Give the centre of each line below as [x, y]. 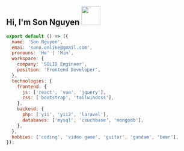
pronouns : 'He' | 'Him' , [43, 53]
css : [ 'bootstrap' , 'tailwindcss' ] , [68, 98]
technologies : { [32, 81]
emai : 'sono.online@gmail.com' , [52, 48]
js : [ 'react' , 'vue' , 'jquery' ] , [64, 92]
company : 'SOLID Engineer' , [52, 64]
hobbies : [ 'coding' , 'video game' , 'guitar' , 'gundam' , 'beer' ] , [95, 137]
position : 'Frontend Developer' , [59, 70]
